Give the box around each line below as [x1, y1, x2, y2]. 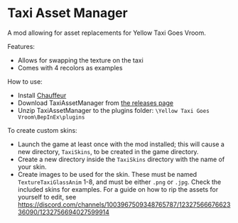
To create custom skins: [7, 126, 77, 134]
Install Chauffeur [17, 91, 67, 99]
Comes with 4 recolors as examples [17, 63, 123, 72]
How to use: [7, 77, 43, 86]
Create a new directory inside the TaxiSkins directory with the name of [17, 155, 225, 163]
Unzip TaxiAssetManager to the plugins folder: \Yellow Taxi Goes [17, 106, 210, 114]
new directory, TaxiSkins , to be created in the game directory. [17, 147, 199, 156]
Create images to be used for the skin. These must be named [17, 170, 198, 178]
